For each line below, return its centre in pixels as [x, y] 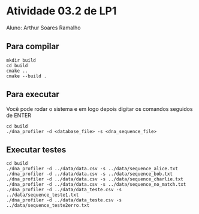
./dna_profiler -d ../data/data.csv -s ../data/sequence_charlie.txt [95, 179]
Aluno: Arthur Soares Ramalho [43, 28]
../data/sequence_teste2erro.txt [48, 206]
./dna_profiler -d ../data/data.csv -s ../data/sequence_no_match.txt [96, 185]
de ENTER [19, 115]
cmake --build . [26, 76]
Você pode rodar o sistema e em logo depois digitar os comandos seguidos [99, 108]
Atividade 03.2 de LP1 [61, 11]
